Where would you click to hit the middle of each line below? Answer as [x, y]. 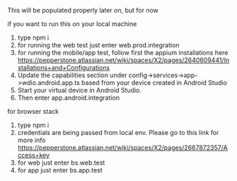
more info [31, 140]
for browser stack [33, 111]
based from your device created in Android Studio [154, 83]
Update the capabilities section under [72, 75]
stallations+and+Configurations [64, 68]
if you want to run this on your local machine [72, 24]
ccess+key [34, 155]
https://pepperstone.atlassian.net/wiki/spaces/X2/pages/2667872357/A [122, 147]
